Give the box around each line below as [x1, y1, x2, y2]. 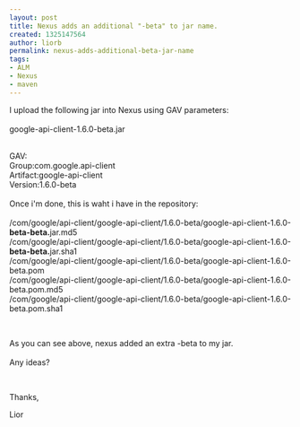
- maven [9, 80, 39, 89]
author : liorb [9, 38, 63, 48]
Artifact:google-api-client [9, 170, 103, 180]
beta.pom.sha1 [9, 302, 64, 314]
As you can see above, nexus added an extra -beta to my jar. [9, 337, 234, 348]
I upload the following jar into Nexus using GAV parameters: [9, 104, 229, 115]
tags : [9, 55, 30, 64]
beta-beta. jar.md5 [9, 226, 78, 238]
